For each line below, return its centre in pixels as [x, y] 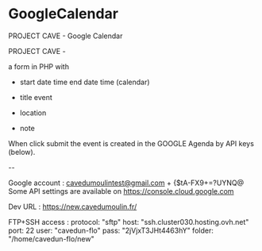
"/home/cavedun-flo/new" [51, 238]
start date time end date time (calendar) [85, 82]
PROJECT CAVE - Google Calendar [65, 36]
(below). [22, 152]
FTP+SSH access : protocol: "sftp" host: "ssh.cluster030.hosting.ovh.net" [129, 222]
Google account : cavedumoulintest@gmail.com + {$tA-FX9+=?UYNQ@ [126, 183]
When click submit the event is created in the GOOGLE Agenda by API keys [131, 143]
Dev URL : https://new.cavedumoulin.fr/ [73, 207]
